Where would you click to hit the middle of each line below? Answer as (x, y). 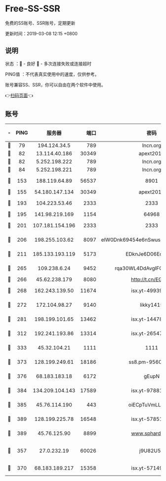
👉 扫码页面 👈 (19, 95)
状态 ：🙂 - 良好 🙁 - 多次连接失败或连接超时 (48, 64)
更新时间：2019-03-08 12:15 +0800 (41, 33)
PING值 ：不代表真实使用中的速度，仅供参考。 (52, 74)
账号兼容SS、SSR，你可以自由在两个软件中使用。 (55, 84)
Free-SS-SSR (33, 9)
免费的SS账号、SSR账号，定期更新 (40, 23)
